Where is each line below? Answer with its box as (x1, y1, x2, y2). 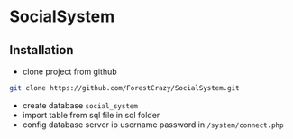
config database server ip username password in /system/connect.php (22, 119, 284, 130)
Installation (9, 42, 74, 58)
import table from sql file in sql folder (22, 109, 160, 120)
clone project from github (22, 66, 117, 77)
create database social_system (22, 99, 138, 110)
